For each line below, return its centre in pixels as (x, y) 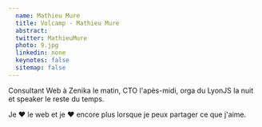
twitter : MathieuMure (52, 38)
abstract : (32, 30)
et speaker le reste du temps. (56, 99)
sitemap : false (41, 68)
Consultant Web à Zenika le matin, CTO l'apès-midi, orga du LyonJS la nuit (131, 90)
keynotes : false (42, 61)
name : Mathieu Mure (48, 16)
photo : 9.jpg (37, 46)
